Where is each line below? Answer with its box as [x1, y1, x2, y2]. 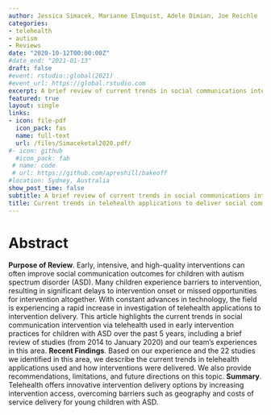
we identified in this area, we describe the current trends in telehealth [8, 355, 240, 364]
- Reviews [8, 42, 42, 50]
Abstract [8, 234, 69, 252]
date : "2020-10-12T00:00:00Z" [8, 49, 110, 57]
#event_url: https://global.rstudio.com [8, 79, 147, 87]
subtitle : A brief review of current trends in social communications [8, 191, 251, 200]
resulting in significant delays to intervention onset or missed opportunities [8, 286, 257, 296]
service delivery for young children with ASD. [8, 397, 159, 407]
